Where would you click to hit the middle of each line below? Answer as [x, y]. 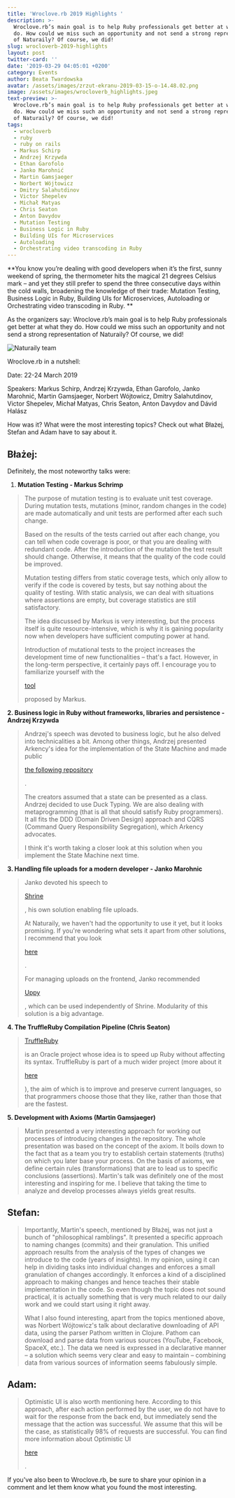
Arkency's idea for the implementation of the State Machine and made [126, 749]
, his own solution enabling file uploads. [81, 909]
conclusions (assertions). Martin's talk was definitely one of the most [124, 1175]
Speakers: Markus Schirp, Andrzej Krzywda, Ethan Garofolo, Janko [104, 389]
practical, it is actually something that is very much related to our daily [126, 1297]
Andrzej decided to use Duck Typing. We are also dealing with [114, 804]
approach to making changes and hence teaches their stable [112, 1282]
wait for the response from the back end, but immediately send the [121, 1416]
